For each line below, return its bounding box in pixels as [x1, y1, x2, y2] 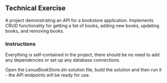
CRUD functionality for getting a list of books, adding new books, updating [5, 22, 159, 28]
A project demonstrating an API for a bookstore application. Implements [5, 17, 154, 23]
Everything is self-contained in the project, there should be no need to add [5, 52, 160, 58]
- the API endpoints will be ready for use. [5, 72, 91, 78]
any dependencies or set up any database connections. [5, 57, 121, 63]
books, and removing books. [5, 27, 64, 34]
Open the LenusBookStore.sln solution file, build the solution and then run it [5, 67, 162, 73]
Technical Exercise [5, 4, 66, 12]
